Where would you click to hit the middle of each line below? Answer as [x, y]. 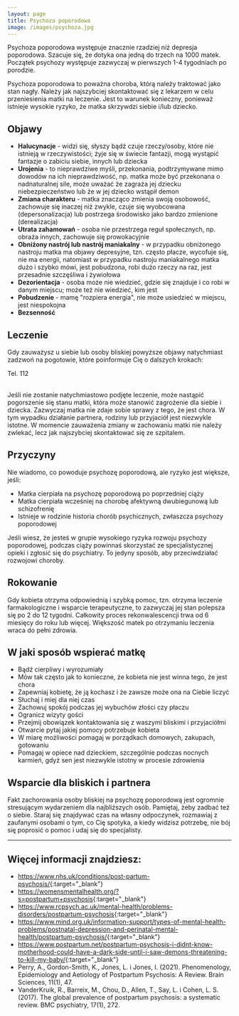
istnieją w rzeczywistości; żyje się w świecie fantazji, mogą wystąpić [118, 154]
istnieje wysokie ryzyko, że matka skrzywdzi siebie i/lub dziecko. [102, 107]
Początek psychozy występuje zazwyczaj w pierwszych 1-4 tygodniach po [117, 63]
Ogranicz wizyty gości [51, 715]
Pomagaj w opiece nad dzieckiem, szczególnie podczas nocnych [113, 753]
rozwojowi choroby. [36, 560]
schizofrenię [36, 508]
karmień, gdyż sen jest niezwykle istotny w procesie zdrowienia [111, 760]
